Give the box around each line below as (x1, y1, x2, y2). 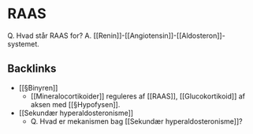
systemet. (7, 39, 40, 48)
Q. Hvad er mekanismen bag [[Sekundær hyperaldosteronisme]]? (30, 116, 243, 126)
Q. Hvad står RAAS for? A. (7, 31, 92, 40)
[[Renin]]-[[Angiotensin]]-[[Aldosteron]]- (93, 31, 225, 40)
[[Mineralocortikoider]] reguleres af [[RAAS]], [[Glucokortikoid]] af (30, 91, 246, 101)
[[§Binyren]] (18, 83, 58, 92)
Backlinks (7, 62, 57, 76)
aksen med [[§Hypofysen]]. (30, 99, 121, 109)
